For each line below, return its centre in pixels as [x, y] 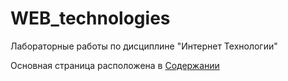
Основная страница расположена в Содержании [115, 65]
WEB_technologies [90, 18]
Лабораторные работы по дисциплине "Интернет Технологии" [144, 46]
